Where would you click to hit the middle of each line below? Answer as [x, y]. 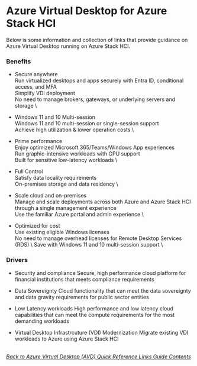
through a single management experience [65, 208]
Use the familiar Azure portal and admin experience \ [79, 215]
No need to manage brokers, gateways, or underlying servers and [95, 99]
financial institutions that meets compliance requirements [85, 279]
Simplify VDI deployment [45, 93]
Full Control [29, 171]
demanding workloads [42, 321]
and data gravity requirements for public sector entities [82, 297]
